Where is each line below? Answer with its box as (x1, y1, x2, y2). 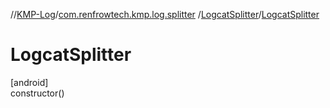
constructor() (10, 87, 65, 99)
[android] (10, 76, 49, 88)
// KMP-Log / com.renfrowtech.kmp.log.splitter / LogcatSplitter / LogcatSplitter (10, 9, 320, 20)
